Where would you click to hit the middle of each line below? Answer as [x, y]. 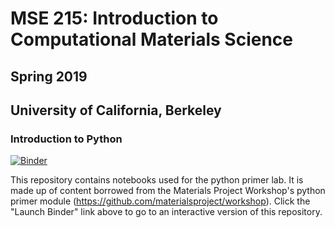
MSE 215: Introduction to [114, 18]
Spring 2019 [49, 76]
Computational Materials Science [152, 39]
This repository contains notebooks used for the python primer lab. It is [157, 180]
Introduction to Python [66, 139]
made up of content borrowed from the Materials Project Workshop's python [168, 191]
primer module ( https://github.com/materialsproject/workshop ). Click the [160, 201]
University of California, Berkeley [116, 110]
